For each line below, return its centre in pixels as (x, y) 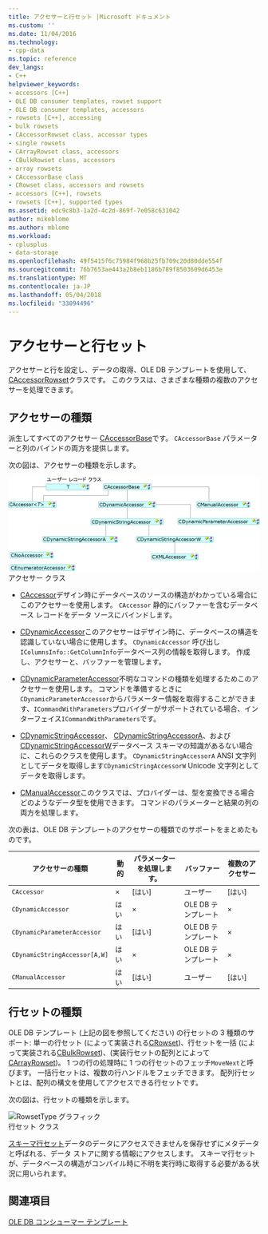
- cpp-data (26, 51)
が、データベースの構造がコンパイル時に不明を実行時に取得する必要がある (130, 1163)
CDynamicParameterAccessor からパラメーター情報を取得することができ (134, 698)
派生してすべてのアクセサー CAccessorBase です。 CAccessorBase (114, 438)
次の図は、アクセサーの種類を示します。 (74, 465)
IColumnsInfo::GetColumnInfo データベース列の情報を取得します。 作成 (135, 652)
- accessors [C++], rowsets (55, 194)
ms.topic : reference (43, 59)
